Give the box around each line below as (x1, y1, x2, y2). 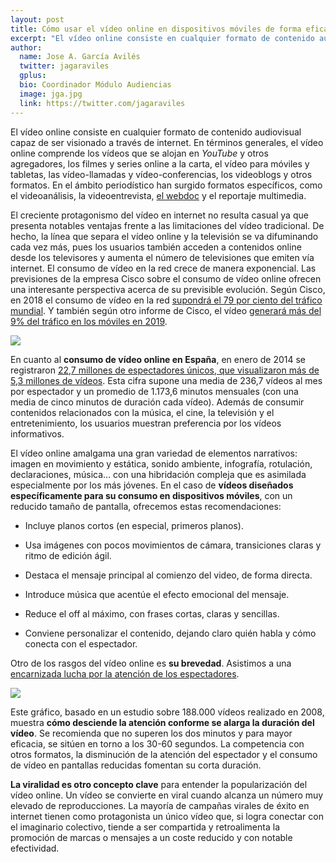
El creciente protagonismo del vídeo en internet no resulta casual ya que (10, 209, 309, 221)
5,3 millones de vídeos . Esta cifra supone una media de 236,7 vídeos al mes (10, 374, 323, 386)
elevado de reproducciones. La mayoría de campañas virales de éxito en (10, 799, 310, 811)
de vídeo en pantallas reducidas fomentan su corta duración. (10, 759, 262, 771)
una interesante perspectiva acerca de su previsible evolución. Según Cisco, (10, 283, 326, 295)
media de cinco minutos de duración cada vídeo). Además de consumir (10, 396, 305, 408)
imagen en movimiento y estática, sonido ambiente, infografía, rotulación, (10, 457, 313, 470)
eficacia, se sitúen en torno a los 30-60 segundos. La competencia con (10, 737, 305, 750)
